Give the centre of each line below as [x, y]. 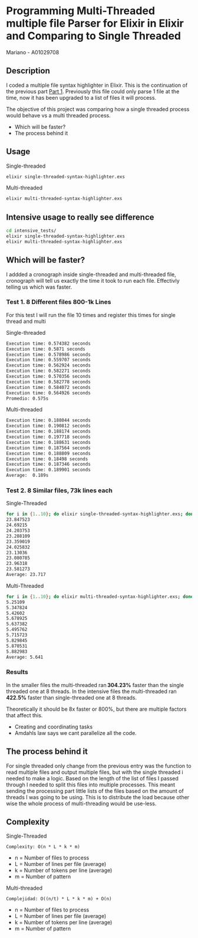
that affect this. [24, 715]
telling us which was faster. [39, 287]
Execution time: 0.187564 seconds [49, 448]
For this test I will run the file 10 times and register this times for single [91, 315]
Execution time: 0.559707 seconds [49, 360]
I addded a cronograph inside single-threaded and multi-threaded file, [91, 274]
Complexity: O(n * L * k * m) [43, 847]
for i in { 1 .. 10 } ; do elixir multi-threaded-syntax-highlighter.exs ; [93, 597]
